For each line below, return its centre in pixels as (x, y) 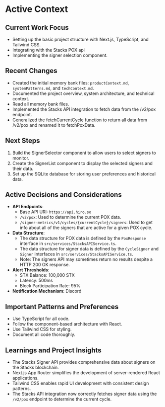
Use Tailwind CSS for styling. (42, 329)
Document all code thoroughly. (44, 334)
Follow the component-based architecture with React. (67, 324)
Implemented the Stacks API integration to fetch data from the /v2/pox (84, 109)
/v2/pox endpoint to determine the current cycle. (62, 399)
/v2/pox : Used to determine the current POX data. (70, 217)
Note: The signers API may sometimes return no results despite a (86, 259)
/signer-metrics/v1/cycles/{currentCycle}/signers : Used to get (86, 223)
